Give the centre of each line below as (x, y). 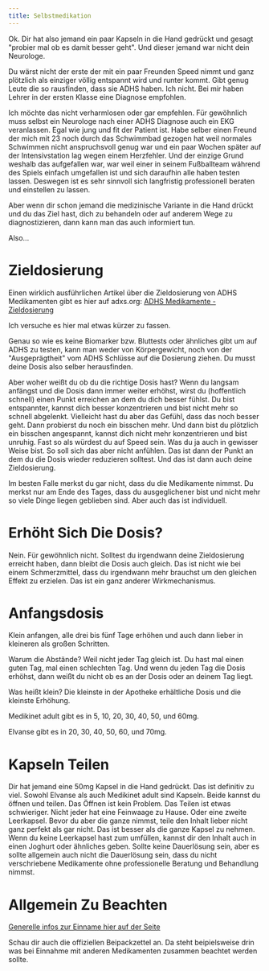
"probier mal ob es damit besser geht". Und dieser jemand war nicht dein (129, 47)
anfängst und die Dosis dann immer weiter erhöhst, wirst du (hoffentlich (127, 390)
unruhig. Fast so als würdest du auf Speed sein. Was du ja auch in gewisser (133, 442)
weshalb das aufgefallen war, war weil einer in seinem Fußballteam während (134, 164)
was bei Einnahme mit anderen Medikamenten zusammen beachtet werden (133, 951)
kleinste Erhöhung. (39, 701)
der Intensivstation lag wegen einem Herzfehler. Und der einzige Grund (126, 155)
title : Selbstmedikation (50, 16)
